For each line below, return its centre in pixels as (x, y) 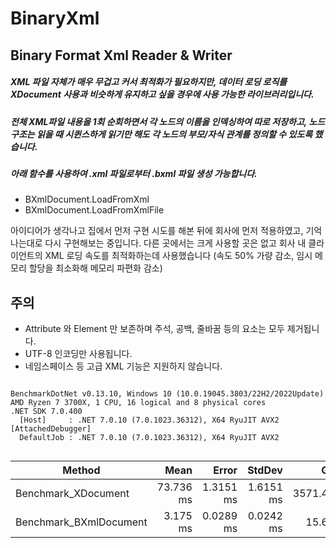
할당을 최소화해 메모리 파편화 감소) (95, 268)
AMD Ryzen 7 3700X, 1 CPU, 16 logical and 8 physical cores (138, 403)
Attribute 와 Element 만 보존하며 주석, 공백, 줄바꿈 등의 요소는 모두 (154, 329)
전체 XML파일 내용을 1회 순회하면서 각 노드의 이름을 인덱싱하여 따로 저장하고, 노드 (168, 121)
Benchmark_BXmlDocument (81, 522)
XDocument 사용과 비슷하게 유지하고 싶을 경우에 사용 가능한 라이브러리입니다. (162, 94)
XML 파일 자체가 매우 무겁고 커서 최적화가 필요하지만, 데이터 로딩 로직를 (149, 82)
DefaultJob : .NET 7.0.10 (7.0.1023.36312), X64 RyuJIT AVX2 (149, 438)
